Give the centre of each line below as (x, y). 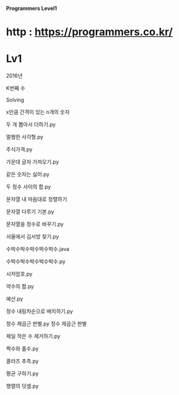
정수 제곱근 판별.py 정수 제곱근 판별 (47, 324)
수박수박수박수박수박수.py (36, 261)
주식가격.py (19, 149)
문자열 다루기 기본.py (30, 212)
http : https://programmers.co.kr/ (89, 32)
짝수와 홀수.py (23, 348)
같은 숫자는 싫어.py (28, 174)
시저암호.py (19, 274)
